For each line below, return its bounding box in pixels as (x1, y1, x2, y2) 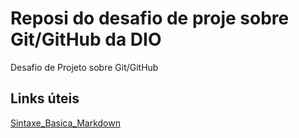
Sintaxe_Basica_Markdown (10, 117, 121, 129)
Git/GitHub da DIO (10, 28, 162, 51)
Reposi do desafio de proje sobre (10, 7, 290, 30)
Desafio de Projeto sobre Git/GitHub (10, 61, 159, 73)
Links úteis (10, 90, 80, 107)
